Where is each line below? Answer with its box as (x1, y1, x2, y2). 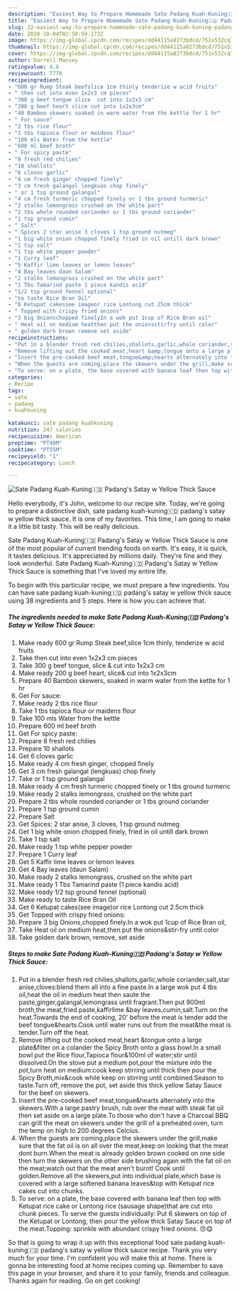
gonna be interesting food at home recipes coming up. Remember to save (8, 1261, 223, 1270)
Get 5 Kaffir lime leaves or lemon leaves (18, 858, 135, 866)
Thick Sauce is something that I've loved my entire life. (8, 567, 168, 576)
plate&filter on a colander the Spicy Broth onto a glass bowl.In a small (18, 1043, 221, 1052)
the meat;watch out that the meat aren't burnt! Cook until (18, 1164, 185, 1173)
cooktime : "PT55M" (8, 446, 62, 453)
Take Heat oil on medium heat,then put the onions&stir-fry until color (18, 925, 219, 935)
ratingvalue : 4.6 (8, 63, 60, 70)
